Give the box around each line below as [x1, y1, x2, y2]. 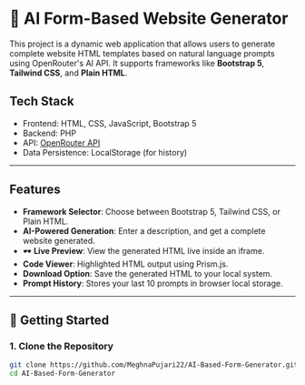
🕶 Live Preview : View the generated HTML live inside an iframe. [22, 245, 265, 256]
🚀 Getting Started [9, 312, 110, 328]
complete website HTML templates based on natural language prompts [9, 47, 275, 58]
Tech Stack [9, 94, 74, 109]
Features [9, 182, 61, 198]
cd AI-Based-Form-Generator [9, 369, 116, 379]
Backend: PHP [22, 127, 77, 138]
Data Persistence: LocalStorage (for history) [22, 147, 188, 157]
